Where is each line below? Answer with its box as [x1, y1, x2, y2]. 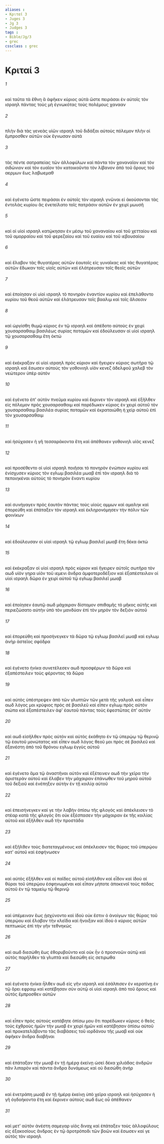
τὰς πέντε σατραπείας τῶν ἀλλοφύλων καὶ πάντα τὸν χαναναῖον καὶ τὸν [5, 160, 155, 166]
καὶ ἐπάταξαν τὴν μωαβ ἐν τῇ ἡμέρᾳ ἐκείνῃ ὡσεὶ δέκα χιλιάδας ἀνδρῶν [5, 1060, 153, 1066]
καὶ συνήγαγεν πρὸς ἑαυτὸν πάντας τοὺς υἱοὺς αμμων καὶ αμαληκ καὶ [5, 502, 149, 508]
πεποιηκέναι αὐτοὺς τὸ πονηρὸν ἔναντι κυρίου [5, 475, 100, 481]
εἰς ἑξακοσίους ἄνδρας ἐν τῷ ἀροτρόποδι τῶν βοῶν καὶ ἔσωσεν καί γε [5, 1128, 150, 1134]
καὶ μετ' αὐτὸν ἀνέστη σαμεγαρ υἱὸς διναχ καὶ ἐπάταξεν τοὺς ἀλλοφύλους [5, 1123, 159, 1129]
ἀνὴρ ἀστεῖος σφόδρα [5, 639, 50, 645]
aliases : [5, 7, 25, 12]
